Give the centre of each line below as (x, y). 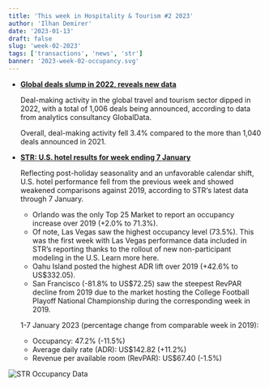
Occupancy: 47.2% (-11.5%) (79, 341)
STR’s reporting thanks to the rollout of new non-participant (132, 249)
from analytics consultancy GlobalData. (86, 117)
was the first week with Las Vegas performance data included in (139, 240)
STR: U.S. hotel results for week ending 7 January (105, 157)
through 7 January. (52, 199)
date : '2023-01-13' (41, 31)
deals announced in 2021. (63, 141)
